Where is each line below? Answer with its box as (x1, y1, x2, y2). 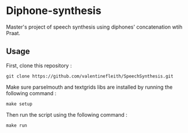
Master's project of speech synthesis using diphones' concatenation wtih (6, 23, 183, 30)
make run (6, 123, 27, 128)
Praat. (6, 29, 20, 36)
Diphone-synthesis (6, 4, 102, 17)
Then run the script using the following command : (6, 111, 127, 118)
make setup (6, 101, 33, 107)
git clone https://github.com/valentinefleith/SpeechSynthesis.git (6, 73, 174, 79)
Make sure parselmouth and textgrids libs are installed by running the (6, 83, 173, 90)
